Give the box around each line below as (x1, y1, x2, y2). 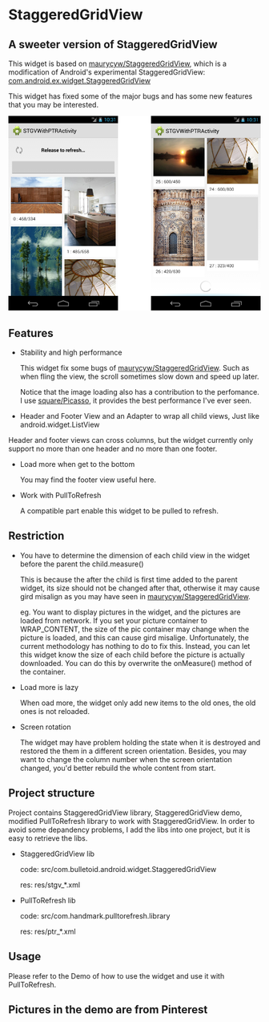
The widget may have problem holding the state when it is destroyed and (19, 737, 261, 747)
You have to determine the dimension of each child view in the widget (19, 550, 251, 560)
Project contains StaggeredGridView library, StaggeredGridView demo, (8, 808, 243, 817)
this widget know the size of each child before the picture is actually (19, 650, 246, 659)
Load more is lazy (19, 682, 78, 691)
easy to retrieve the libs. (8, 833, 88, 843)
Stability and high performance (19, 347, 122, 358)
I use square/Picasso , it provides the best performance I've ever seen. (19, 395, 252, 406)
